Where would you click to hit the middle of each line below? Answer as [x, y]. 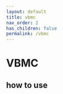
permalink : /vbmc [28, 34]
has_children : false [32, 28]
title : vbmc [21, 17]
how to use [27, 85]
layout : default [26, 12]
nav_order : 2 [22, 23]
